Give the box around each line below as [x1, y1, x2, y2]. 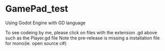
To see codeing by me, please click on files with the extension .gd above [5, 29, 157, 35]
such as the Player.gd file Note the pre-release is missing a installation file [5, 35, 160, 41]
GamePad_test [5, 3, 69, 15]
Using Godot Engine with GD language [5, 20, 86, 26]
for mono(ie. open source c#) [5, 40, 67, 46]
